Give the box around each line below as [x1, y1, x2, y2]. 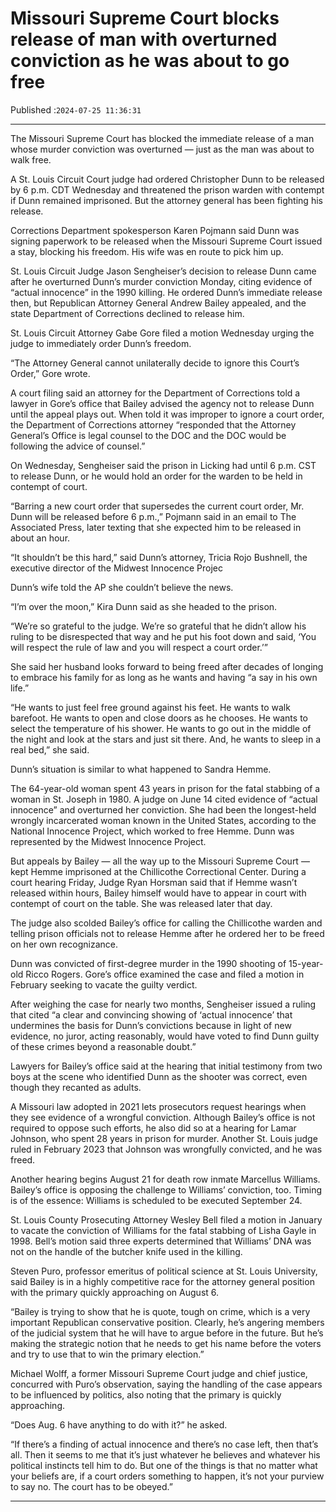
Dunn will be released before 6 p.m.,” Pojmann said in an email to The [10, 510, 297, 522]
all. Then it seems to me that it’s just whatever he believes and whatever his [10, 1448, 321, 1461]
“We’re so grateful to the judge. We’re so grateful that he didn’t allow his [10, 620, 307, 632]
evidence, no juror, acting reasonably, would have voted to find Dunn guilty [10, 1030, 320, 1042]
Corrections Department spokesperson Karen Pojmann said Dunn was [10, 224, 300, 236]
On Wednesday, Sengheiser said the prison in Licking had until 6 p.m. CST [10, 459, 317, 471]
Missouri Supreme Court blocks [10, 7, 280, 30]
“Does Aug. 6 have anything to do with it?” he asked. [10, 1418, 228, 1431]
